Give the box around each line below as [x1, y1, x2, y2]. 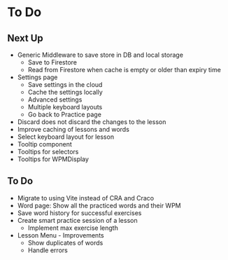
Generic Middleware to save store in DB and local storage [17, 50, 184, 59]
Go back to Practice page [27, 110, 101, 118]
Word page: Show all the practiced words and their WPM [17, 201, 181, 210]
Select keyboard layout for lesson [17, 132, 114, 141]
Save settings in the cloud [27, 81, 103, 88]
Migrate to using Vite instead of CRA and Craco [17, 193, 155, 202]
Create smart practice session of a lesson [17, 216, 138, 224]
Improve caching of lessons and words [17, 125, 129, 133]
